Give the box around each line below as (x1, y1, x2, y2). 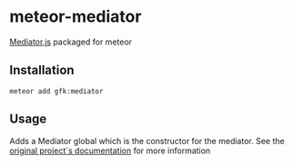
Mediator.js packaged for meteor (9, 36, 133, 47)
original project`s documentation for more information (9, 145, 211, 156)
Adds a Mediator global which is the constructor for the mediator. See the (9, 135, 285, 146)
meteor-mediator (9, 6, 142, 27)
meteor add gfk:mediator (9, 86, 104, 96)
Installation (9, 63, 75, 78)
